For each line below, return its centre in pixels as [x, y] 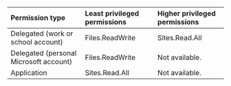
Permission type [38, 18]
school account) [37, 42]
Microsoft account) [42, 62]
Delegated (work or [42, 33]
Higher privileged [187, 13]
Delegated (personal [44, 53]
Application [29, 73]
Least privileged [112, 13]
